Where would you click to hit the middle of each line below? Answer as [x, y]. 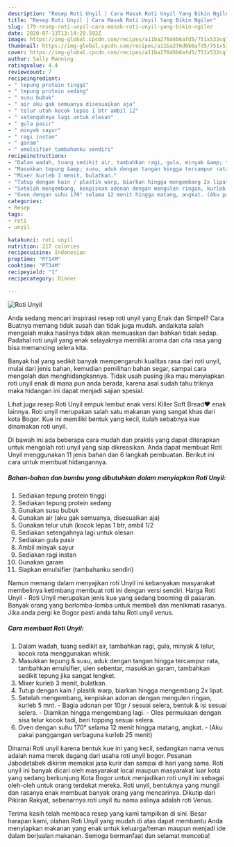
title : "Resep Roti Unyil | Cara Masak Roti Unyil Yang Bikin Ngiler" [112, 20]
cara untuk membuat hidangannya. [58, 462]
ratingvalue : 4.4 [33, 65]
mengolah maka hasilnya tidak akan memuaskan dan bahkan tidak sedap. [113, 333]
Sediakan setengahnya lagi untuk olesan [76, 532]
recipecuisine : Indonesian [47, 253]
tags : [16, 214]
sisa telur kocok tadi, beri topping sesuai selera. [86, 720]
